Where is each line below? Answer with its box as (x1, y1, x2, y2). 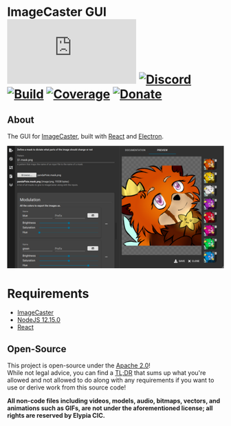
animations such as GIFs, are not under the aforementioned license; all (7, 404, 213, 412)
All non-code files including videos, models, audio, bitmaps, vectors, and (7, 397, 221, 405)
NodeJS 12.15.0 (16, 316, 60, 324)
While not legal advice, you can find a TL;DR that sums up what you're (7, 369, 206, 377)
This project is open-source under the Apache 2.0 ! (7, 361, 151, 369)
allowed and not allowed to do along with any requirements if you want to (7, 376, 214, 385)
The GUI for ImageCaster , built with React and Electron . (7, 132, 164, 140)
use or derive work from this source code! (7, 383, 126, 392)
